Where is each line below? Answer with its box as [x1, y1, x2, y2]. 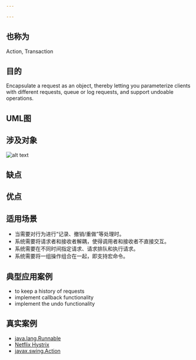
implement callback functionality [14, 293, 94, 301]
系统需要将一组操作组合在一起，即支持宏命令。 [14, 253, 128, 260]
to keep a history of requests [14, 287, 85, 294]
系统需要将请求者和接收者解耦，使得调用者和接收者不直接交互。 [14, 238, 170, 245]
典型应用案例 [6, 271, 53, 282]
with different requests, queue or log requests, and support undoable [6, 89, 174, 96]
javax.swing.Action [14, 347, 61, 354]
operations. [6, 95, 34, 102]
